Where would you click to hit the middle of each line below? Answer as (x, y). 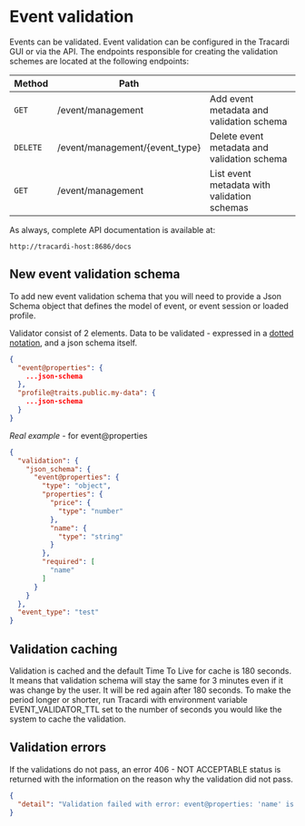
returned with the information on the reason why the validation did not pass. (151, 779)
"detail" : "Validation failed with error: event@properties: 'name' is (156, 804)
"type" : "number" (91, 511)
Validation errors (58, 748)
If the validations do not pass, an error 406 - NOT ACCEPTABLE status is (145, 769)
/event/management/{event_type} (129, 147)
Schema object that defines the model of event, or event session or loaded (149, 306)
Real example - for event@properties (79, 435)
